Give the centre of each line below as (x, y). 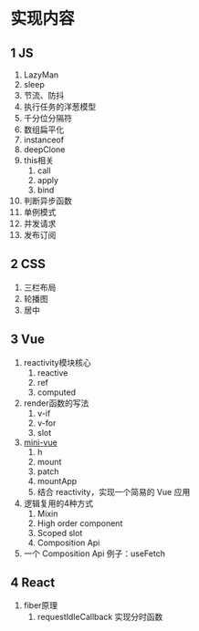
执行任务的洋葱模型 (60, 107)
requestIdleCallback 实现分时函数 (100, 617)
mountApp (57, 481)
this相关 (38, 160)
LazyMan (41, 75)
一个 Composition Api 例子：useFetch (94, 553)
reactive (52, 372)
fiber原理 (41, 605)
